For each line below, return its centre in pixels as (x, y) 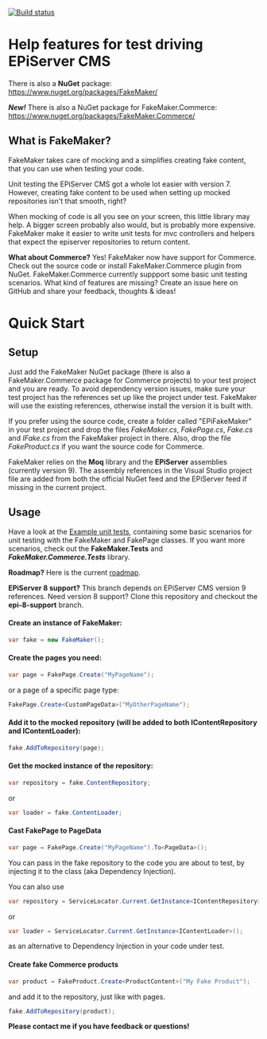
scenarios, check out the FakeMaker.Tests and (86, 548)
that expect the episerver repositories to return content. (99, 241)
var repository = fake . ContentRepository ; (79, 782)
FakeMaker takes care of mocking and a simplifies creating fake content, (127, 160)
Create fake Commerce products (64, 965)
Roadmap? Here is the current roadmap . (75, 572)
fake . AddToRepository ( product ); (62, 1011)
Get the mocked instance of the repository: (81, 766)
